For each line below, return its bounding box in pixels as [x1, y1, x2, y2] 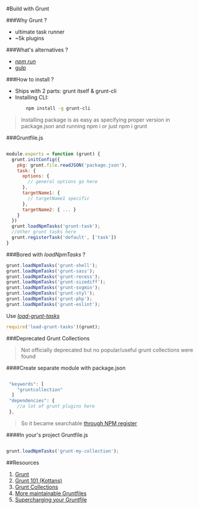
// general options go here [28, 179, 98, 185]
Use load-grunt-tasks [6, 312, 60, 319]
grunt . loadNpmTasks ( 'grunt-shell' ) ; [6, 262, 98, 268]
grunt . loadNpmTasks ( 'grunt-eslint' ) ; [6, 301, 101, 307]
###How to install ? [6, 76, 54, 83]
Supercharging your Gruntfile [14, 496, 87, 503]
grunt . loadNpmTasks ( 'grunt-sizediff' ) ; [6, 279, 106, 285]
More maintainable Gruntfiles [14, 489, 87, 496]
